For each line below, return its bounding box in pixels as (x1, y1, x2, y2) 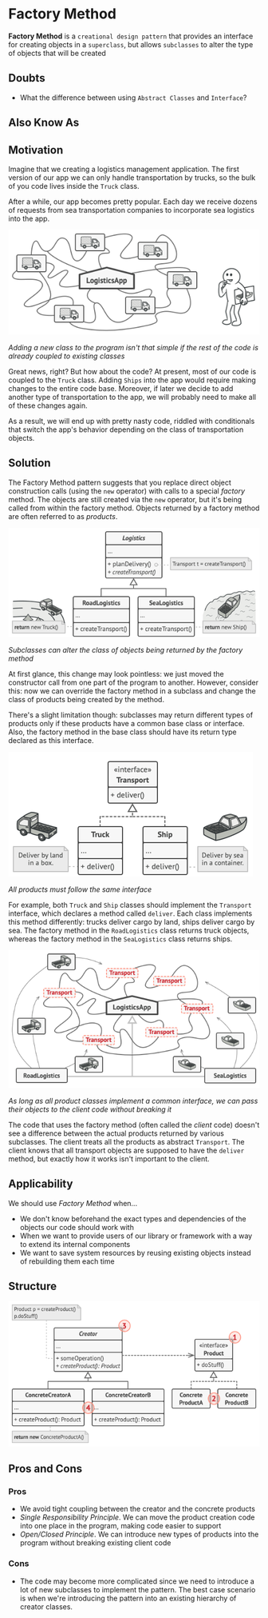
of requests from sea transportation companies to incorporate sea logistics (8, 205, 255, 214)
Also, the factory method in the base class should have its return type (8, 727, 237, 737)
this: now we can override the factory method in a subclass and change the (8, 686, 257, 696)
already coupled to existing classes (8, 351, 125, 361)
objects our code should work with (19, 1222, 134, 1232)
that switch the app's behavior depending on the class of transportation (8, 425, 244, 434)
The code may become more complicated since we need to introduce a (19, 1576, 255, 1586)
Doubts (8, 71, 45, 85)
